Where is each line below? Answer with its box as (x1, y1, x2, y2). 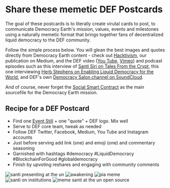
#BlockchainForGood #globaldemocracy (12, 156, 98, 162)
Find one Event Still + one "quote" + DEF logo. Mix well (12, 118, 129, 124)
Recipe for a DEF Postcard (5, 104, 90, 113)
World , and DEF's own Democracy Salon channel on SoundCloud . (5, 74, 144, 80)
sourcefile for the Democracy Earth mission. (5, 89, 98, 95)
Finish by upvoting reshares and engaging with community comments (12, 161, 160, 168)
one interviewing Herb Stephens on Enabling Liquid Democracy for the (5, 68, 154, 75)
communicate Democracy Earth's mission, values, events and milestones (5, 26, 159, 32)
